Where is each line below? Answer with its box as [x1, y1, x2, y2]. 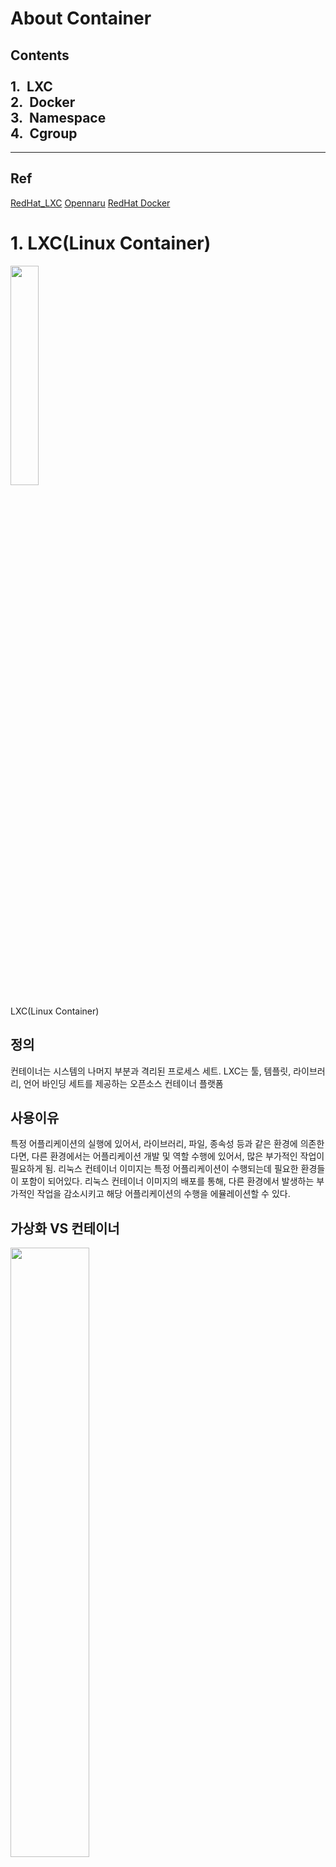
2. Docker [10, 93, 76, 111]
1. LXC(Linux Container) [10, 232, 212, 254]
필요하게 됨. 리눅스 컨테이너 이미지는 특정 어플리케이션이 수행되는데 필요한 [10, 1163, 299, 1175]
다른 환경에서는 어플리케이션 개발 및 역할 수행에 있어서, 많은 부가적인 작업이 [31, 1150, 325, 1162]
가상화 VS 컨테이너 [10, 1220, 120, 1237]
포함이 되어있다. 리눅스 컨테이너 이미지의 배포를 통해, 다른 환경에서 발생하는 [20, 1175, 315, 1187]
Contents [10, 47, 70, 64]
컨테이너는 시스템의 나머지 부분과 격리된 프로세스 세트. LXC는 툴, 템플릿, [10, 1065, 292, 1077]
